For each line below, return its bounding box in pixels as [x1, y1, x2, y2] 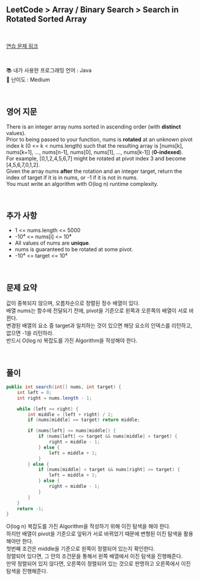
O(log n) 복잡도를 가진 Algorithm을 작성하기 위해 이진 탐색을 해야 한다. [6, 523, 171, 530]
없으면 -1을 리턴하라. [6, 329, 54, 337]
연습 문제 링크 [6, 42, 39, 50]
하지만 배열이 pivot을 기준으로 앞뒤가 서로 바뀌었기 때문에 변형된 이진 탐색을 [6, 530, 183, 538]
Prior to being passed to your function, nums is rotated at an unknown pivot [6, 136, 193, 143]
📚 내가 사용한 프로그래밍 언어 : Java [6, 66, 92, 74]
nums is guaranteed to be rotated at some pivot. [14, 246, 133, 253]
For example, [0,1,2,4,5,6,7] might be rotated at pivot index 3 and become [6, 155, 186, 162]
